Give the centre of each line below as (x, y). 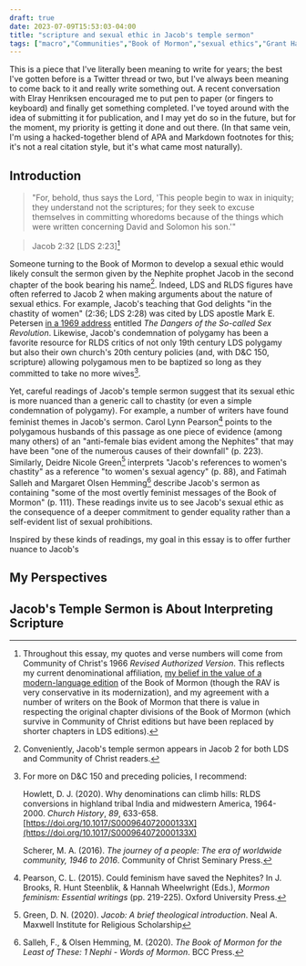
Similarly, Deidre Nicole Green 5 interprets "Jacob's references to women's (148, 461)
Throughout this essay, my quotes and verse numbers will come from (153, 654)
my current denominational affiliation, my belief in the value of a (142, 673)
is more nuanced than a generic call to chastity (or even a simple (131, 401)
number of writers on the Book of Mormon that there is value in (141, 702)
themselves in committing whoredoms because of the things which (158, 217)
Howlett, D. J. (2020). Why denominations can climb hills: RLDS (142, 794)
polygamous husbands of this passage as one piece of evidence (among (146, 431)
